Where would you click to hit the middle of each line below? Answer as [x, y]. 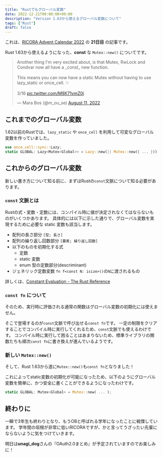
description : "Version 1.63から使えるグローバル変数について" [63, 18]
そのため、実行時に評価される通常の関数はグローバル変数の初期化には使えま [81, 307]
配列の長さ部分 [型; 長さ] [37, 234]
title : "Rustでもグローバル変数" [35, 9]
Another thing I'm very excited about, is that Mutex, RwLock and [81, 62]
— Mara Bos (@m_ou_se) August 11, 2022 [58, 103]
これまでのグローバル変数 [43, 119]
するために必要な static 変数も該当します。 [52, 224]
